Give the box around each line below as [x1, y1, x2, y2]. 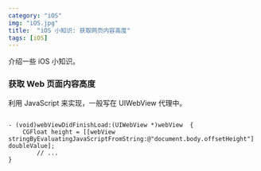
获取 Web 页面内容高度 [8, 79, 95, 90]
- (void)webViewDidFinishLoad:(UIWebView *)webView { [8, 121, 194, 129]
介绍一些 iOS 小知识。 [8, 56, 80, 66]
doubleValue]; [8, 142, 56, 150]
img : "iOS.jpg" [8, 19, 59, 27]
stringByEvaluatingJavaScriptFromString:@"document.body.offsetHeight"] [8, 134, 255, 143]
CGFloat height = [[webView [22, 128, 115, 136]
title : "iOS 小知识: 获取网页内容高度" [8, 26, 131, 34]
